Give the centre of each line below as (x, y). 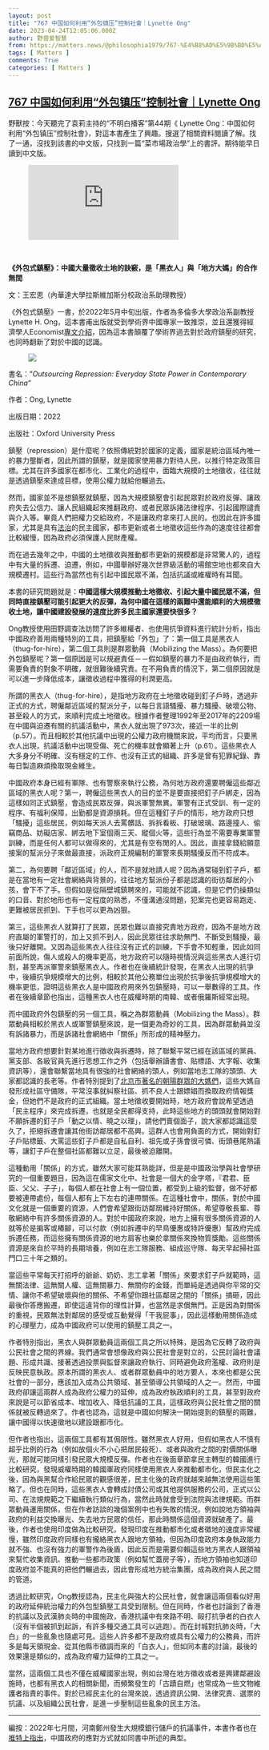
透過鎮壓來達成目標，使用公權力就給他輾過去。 (92, 480)
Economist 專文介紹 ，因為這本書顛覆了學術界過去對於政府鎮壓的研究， (145, 331)
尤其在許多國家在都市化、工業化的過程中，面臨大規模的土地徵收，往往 (138, 470)
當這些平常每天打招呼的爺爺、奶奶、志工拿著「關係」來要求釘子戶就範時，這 (134, 1274)
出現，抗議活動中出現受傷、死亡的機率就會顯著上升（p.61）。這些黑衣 (136, 745)
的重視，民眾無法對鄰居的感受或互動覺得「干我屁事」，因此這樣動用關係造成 (133, 1315)
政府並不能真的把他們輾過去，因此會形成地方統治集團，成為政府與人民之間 (138, 1569)
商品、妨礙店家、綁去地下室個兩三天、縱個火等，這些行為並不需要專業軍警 (138, 833)
